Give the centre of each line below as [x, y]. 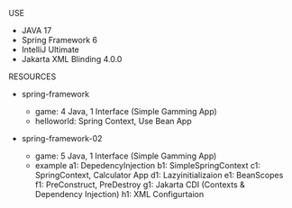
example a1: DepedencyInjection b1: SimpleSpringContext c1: [147, 165]
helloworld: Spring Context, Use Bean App [114, 121]
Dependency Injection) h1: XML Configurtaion [119, 194]
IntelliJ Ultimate [50, 50]
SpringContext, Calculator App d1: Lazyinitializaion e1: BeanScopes [159, 175]
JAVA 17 [36, 30]
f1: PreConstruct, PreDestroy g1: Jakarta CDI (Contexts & [140, 185]
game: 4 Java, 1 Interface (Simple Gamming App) [126, 111]
